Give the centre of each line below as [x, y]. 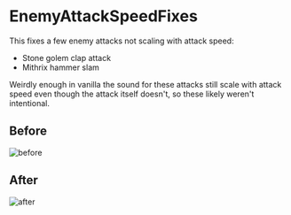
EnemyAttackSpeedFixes [103, 16]
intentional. [30, 103]
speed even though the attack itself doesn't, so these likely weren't [132, 94]
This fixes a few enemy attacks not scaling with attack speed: [122, 41]
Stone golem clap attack [67, 58]
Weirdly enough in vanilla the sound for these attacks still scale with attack [145, 84]
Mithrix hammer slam [61, 67]
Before [28, 131]
